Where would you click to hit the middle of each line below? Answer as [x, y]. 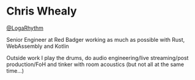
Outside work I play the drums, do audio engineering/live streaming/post [97, 58]
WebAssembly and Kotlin [38, 46]
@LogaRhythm [25, 28]
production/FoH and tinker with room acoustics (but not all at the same [95, 64]
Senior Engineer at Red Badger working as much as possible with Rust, [96, 39]
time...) [15, 70]
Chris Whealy [42, 11]
